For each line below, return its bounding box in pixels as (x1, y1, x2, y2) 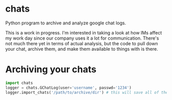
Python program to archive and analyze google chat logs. (5, 20, 126, 26)
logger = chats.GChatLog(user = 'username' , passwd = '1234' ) (5, 85, 132, 90)
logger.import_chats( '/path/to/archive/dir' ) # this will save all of (5, 90, 159, 95)
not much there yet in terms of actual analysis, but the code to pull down (5, 40, 158, 46)
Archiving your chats (5, 64, 97, 75)
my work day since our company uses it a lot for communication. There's (5, 35, 159, 41)
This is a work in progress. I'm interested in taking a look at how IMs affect (5, 29, 162, 36)
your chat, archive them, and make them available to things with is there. (5, 46, 158, 52)
